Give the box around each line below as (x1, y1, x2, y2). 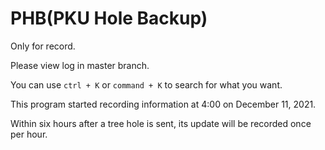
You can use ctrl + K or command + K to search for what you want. (10, 78, 283, 91)
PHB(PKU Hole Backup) (10, 7, 208, 30)
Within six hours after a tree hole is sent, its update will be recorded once (10, 117, 312, 129)
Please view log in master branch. (10, 59, 150, 71)
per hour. (10, 128, 48, 140)
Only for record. (10, 40, 76, 52)
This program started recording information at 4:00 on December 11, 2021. (10, 98, 317, 110)
